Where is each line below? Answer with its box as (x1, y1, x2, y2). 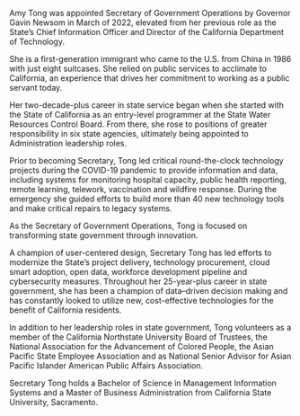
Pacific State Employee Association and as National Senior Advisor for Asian (9, 350, 292, 361)
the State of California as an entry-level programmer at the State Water (9, 110, 271, 119)
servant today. (9, 83, 63, 93)
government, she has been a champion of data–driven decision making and (9, 286, 288, 296)
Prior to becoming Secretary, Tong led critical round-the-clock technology (9, 155, 285, 165)
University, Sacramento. (9, 397, 99, 407)
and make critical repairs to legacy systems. (9, 203, 172, 214)
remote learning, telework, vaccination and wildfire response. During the (9, 184, 277, 194)
